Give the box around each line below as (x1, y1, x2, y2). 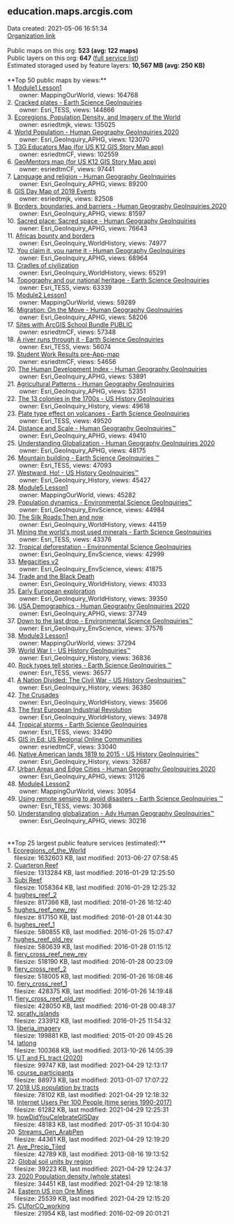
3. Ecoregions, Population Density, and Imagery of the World (7, 113, 181, 121)
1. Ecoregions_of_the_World (7, 846, 86, 855)
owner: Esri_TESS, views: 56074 (19, 342, 111, 351)
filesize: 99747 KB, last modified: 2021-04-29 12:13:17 (13, 1061, 169, 1069)
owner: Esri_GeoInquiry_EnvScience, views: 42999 (19, 550, 165, 558)
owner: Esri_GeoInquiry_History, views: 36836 (19, 653, 151, 661)
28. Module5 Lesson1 (7, 483, 68, 491)
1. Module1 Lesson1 (7, 83, 62, 91)
